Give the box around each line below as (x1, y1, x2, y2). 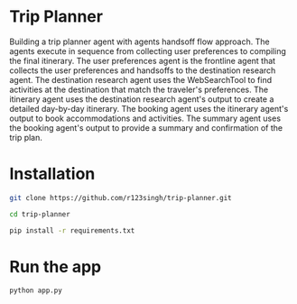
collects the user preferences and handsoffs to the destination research (9, 65, 276, 76)
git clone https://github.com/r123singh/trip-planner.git (9, 193, 232, 202)
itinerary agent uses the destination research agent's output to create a (9, 93, 274, 105)
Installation (9, 164, 96, 184)
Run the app (9, 256, 102, 277)
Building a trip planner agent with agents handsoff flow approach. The (9, 36, 270, 47)
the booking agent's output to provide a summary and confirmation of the (9, 122, 283, 133)
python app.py (9, 286, 63, 295)
